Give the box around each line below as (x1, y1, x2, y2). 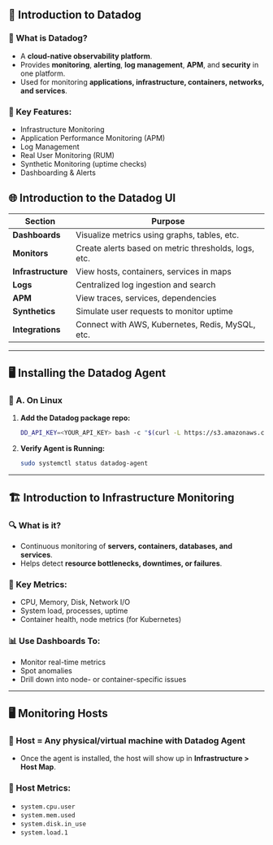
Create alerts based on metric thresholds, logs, (76, 242, 254, 253)
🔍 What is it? (8, 519, 62, 531)
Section (24, 215, 55, 226)
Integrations (12, 323, 61, 335)
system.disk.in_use (19, 820, 87, 828)
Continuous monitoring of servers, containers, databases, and (19, 541, 233, 550)
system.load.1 (19, 828, 68, 837)
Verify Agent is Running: (19, 444, 106, 453)
